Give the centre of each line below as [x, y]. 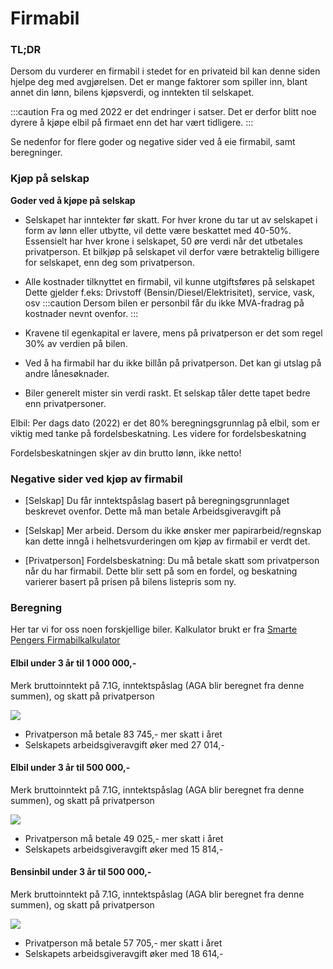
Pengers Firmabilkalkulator [65, 640]
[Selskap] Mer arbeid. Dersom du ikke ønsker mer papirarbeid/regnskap [173, 531]
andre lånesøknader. [67, 373]
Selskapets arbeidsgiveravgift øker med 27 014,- [124, 744]
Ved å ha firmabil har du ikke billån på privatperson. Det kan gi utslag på [173, 363]
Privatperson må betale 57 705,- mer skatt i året [123, 943]
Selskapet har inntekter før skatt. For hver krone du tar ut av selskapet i [171, 219]
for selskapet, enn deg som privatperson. [109, 262]
